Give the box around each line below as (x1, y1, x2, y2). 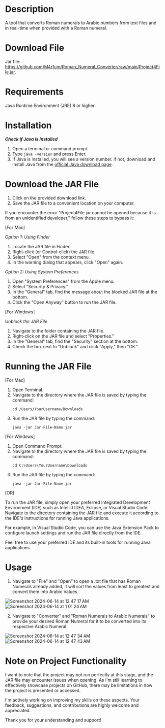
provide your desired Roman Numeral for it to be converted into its (12, 618, 146, 624)
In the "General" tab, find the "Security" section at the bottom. (12, 338, 138, 344)
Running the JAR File (5, 361, 92, 372)
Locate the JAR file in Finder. (12, 243, 71, 249)
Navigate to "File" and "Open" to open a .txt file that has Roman (12, 578, 141, 584)
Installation (5, 120, 52, 131)
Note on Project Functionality (5, 655, 127, 666)
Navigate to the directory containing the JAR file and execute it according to (5, 510, 159, 516)
